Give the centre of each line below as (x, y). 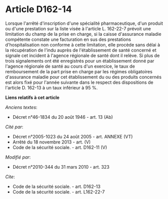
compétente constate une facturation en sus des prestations (68, 39)
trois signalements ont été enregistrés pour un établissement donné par (80, 61)
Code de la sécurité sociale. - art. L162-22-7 (59, 192)
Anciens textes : (22, 107)
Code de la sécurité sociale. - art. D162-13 (56, 186)
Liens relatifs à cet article (32, 97)
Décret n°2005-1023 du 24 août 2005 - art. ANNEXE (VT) (73, 136)
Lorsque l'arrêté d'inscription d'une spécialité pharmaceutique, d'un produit (84, 23)
